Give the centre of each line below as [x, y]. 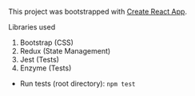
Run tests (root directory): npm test [78, 84]
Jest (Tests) [40, 60]
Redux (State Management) [65, 51]
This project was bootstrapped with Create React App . [98, 12]
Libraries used [32, 27]
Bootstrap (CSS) [47, 42]
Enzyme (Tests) [46, 68]
